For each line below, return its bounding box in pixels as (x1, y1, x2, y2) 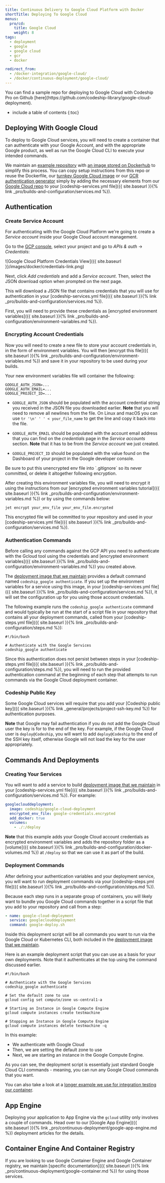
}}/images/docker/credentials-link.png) (5, 264, 85, 270)
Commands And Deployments (5, 756, 99, 764)
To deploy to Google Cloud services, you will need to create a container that (5, 137, 160, 143)
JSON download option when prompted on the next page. (5, 279, 122, 285)
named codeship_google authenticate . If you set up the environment (5, 578, 144, 584)
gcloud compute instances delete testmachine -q (5, 1023, 107, 1028)
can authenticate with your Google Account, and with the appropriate (5, 142, 146, 148)
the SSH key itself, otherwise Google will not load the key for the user (5, 736, 146, 742)
